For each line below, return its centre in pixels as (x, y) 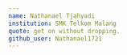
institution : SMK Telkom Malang (62, 23)
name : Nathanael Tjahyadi (51, 16)
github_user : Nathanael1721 (55, 38)
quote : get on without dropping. (64, 31)
